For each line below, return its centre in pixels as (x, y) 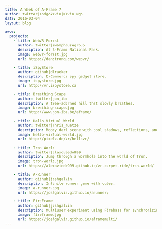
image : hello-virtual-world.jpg (50, 134)
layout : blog (18, 23)
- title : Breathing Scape (40, 94)
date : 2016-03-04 (22, 18)
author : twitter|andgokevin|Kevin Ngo (44, 14)
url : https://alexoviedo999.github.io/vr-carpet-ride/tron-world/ (86, 166)
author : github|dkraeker (43, 72)
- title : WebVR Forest (36, 41)
